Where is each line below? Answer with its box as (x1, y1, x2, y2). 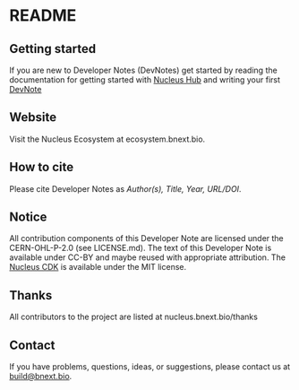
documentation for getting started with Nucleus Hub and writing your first (9, 74, 280, 85)
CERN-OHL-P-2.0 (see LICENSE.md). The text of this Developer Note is (9, 243, 272, 254)
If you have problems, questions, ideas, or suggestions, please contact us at (9, 361, 291, 372)
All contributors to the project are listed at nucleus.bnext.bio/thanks (9, 311, 258, 323)
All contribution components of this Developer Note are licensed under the (9, 233, 284, 244)
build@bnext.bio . (9, 371, 73, 382)
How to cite (9, 160, 74, 175)
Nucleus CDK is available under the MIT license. (9, 262, 187, 273)
